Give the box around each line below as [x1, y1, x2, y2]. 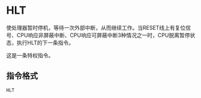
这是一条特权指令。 [6, 51, 54, 59]
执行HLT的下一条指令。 [16, 39, 74, 46]
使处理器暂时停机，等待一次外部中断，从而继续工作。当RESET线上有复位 [6, 24, 186, 31]
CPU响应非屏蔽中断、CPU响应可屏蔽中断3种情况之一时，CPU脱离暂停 [16, 31, 190, 39]
